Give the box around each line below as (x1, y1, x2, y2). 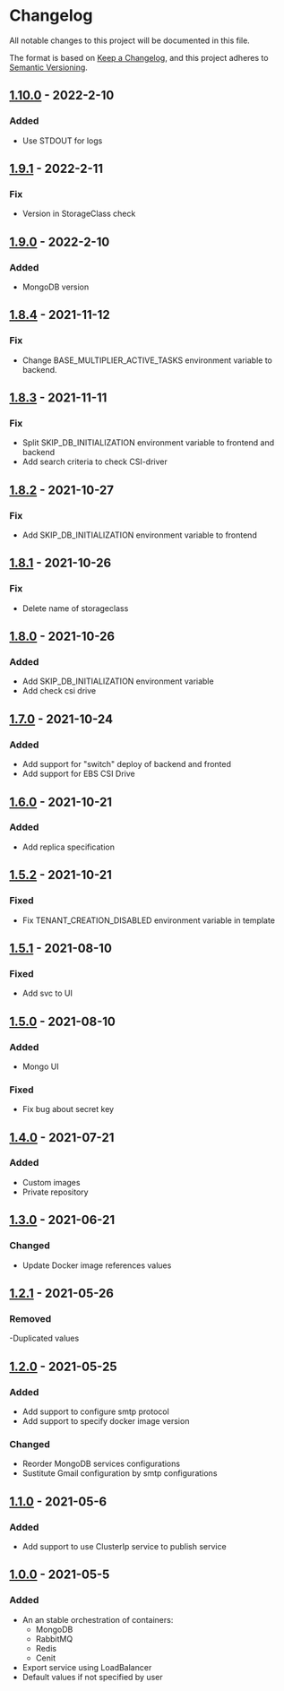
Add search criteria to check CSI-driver (22, 456, 168, 467)
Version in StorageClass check (22, 208, 136, 220)
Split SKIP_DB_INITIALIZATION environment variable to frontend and (22, 437, 275, 448)
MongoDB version (22, 281, 90, 292)
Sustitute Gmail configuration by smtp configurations (22, 1468, 218, 1479)
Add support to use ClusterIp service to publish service (22, 1540, 227, 1551)
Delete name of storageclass (22, 602, 129, 614)
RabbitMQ (35, 1633, 73, 1644)
